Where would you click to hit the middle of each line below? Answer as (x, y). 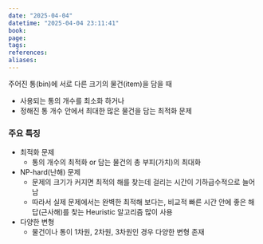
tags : (17, 45)
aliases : (23, 61)
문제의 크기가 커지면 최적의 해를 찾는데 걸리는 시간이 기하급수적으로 (136, 182)
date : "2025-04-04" (41, 16)
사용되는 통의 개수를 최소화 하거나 (72, 100)
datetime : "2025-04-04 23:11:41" (64, 23)
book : (17, 30)
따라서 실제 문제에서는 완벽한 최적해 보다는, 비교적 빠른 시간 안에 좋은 (139, 202)
